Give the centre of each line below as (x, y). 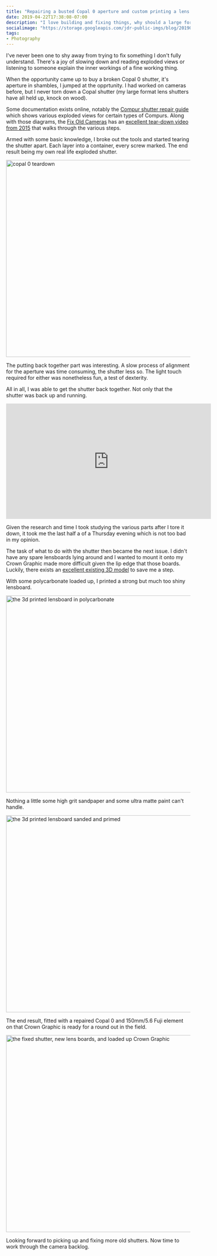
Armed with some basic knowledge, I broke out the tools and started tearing (98, 139)
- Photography (23, 39)
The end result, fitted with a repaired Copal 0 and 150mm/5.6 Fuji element (95, 1021)
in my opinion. (23, 539)
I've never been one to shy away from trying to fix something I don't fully (94, 55)
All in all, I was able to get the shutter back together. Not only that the (89, 389)
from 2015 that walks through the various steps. (63, 128)
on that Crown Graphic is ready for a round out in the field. (77, 1027)
